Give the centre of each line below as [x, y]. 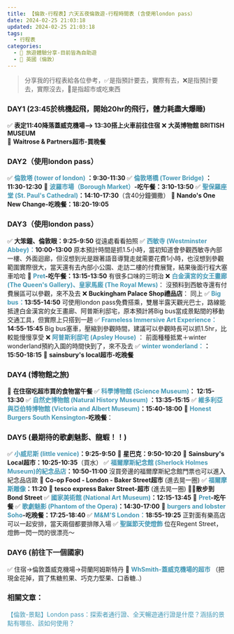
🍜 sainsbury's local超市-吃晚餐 [88, 354]
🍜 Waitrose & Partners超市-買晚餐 [57, 142]
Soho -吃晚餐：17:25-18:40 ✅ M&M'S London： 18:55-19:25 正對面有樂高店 [116, 515]
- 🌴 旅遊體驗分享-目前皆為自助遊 [55, 53]
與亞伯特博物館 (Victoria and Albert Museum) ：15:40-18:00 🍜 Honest [109, 408]
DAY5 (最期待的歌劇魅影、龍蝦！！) [67, 437]
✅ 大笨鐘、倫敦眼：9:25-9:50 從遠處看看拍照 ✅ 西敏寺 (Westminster [107, 241]
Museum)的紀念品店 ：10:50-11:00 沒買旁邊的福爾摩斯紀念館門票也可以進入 [116, 471]
